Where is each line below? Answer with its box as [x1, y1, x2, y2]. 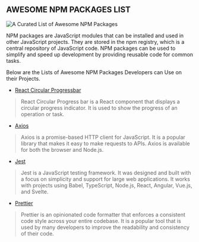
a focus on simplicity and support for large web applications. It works [20, 175, 190, 183]
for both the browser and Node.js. [20, 146, 104, 153]
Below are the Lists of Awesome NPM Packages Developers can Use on [6, 68, 182, 76]
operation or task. [20, 110, 64, 117]
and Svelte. [20, 188, 49, 195]
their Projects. [6, 75, 40, 82]
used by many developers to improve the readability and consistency [20, 224, 190, 231]
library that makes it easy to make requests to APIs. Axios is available [20, 139, 190, 147]
